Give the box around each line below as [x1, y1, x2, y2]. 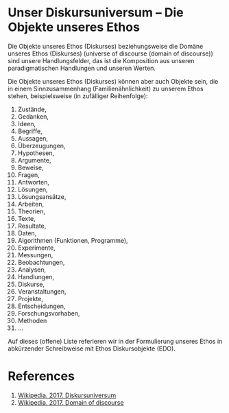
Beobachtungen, [17, 258, 65, 266]
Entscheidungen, [17, 302, 66, 310]
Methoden [17, 316, 47, 324]
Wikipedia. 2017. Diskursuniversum [17, 391, 117, 399]
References [8, 368, 75, 384]
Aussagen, [17, 134, 49, 142]
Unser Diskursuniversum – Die [8, 5, 184, 21]
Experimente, [17, 244, 56, 252]
